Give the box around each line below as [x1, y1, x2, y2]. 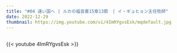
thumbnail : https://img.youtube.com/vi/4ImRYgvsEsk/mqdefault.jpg [6, 19, 172, 25]
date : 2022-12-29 [6, 14, 49, 20]
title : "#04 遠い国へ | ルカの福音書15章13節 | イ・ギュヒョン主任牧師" [6, 8, 169, 14]
